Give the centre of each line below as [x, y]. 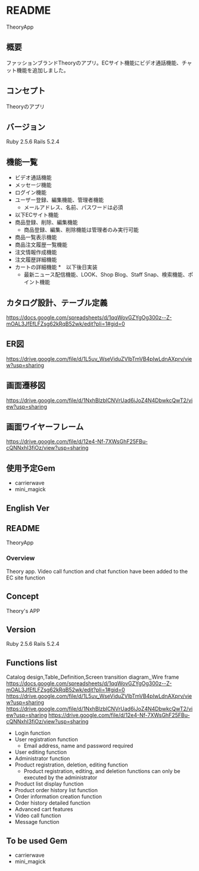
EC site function [26, 578]
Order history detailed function [52, 803]
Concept [23, 596]
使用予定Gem [31, 468]
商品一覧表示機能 [36, 237]
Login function [32, 733]
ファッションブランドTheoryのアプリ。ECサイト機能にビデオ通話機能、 [94, 63]
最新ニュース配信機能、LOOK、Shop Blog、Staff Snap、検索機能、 [106, 275]
